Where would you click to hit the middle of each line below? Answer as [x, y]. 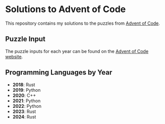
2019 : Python [26, 90]
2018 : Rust [24, 85]
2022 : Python [27, 106]
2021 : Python [26, 101]
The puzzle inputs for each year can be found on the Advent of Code [77, 51]
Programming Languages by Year [59, 72]
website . [14, 56]
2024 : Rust [24, 116]
